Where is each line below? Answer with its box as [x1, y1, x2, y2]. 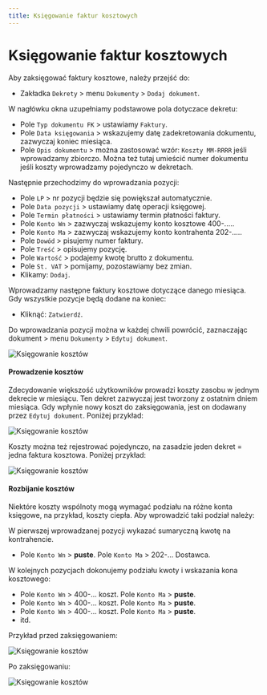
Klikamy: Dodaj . [19, 269, 71, 279]
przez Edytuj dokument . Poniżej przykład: [8, 410, 144, 420]
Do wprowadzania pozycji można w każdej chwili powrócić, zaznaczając [8, 325, 249, 334]
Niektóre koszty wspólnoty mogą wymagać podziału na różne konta [8, 502, 233, 511]
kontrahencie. [8, 534, 55, 543]
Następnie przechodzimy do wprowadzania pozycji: [8, 177, 180, 187]
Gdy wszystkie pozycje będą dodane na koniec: [8, 293, 167, 303]
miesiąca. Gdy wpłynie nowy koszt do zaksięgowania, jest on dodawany [8, 402, 247, 411]
